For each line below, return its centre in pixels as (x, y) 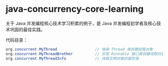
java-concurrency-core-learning (75, 9)
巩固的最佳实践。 (27, 29)
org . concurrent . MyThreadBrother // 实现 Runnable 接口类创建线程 (82, 54)
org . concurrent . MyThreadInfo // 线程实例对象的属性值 (72, 58)
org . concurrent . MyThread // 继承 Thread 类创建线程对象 (80, 49)
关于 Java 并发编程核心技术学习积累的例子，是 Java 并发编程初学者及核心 (81, 23)
